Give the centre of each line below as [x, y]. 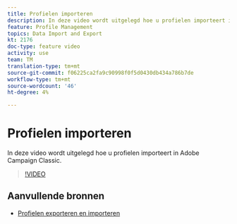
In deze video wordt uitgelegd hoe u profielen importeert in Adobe [103, 153]
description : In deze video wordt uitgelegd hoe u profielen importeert [116, 20]
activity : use [28, 54]
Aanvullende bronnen [56, 196]
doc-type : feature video [44, 46]
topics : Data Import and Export [55, 33]
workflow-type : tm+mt [39, 79]
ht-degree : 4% [28, 92]
